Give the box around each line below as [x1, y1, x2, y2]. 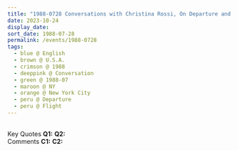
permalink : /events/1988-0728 [7, 37, 98, 44]
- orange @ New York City [14, 89, 91, 96]
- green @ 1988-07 [14, 76, 69, 84]
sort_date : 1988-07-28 [7, 30, 75, 38]
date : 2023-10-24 [7, 17, 59, 24]
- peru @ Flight [14, 103, 62, 110]
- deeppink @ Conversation [14, 69, 94, 77]
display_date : [7, 23, 50, 30]
